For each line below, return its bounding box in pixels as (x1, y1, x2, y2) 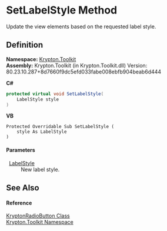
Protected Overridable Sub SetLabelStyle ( (6, 124, 115, 130)
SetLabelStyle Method (6, 4, 118, 17)
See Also (6, 183, 39, 193)
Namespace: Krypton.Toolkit (6, 55, 76, 62)
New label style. (21, 166, 60, 173)
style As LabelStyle (16, 129, 67, 135)
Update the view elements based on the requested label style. (6, 23, 156, 30)
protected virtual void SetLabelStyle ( (6, 91, 104, 97)
